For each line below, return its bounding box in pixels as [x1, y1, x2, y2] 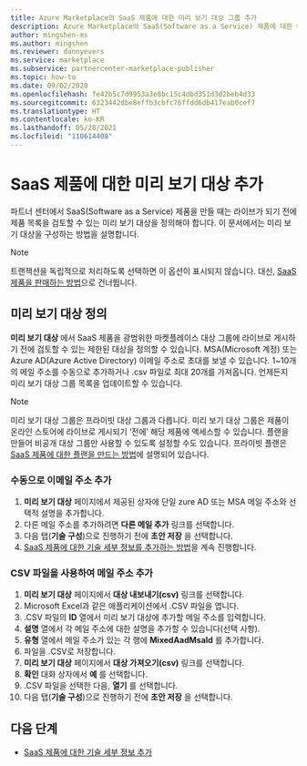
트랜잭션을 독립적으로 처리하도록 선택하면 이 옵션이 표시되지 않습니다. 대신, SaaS [10, 265, 297, 276]
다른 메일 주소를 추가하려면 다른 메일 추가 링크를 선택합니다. [23, 518, 235, 529]
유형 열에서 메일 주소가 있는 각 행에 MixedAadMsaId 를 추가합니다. [23, 635, 264, 646]
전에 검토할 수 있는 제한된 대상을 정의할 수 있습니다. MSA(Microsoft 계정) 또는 [19, 343, 298, 354]
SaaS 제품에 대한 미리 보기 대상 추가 [10, 174, 263, 195]
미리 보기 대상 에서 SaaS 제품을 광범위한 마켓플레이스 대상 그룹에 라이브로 [10, 332, 272, 342]
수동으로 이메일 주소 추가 [10, 474, 112, 486]
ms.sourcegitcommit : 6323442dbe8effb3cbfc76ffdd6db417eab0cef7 [10, 97, 256, 107]
